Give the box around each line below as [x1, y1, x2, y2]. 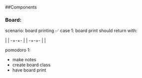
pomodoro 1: [5, 47, 31, 53]
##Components [5, 4, 37, 10]
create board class [12, 62, 51, 68]
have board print [12, 67, 47, 73]
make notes [12, 57, 37, 63]
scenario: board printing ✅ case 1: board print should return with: [5, 28, 138, 34]
